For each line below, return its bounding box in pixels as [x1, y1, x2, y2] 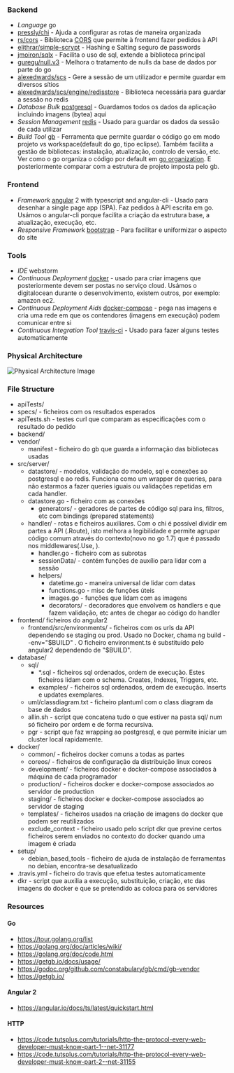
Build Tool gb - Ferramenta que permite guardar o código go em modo [17, 132, 221, 141]
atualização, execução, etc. [17, 218, 96, 226]
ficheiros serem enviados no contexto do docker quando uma [27, 832, 205, 840]
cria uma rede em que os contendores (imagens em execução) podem [17, 310, 220, 320]
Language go [17, 21, 57, 29]
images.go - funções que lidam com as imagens [48, 594, 187, 602]
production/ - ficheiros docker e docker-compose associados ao [27, 780, 214, 788]
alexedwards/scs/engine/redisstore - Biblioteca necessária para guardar [17, 88, 226, 96]
